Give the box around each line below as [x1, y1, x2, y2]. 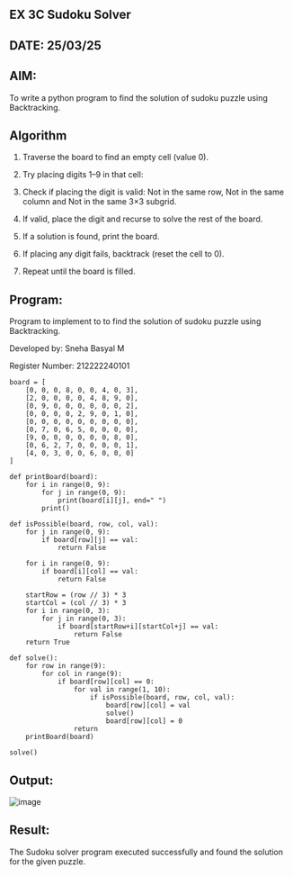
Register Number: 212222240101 [9, 360, 130, 372]
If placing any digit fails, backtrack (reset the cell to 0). [22, 248, 225, 259]
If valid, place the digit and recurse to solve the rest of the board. [22, 213, 263, 224]
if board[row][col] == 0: [57, 677, 155, 687]
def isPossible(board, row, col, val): [9, 519, 159, 529]
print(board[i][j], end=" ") [57, 496, 167, 505]
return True [25, 638, 70, 647]
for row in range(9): [25, 662, 106, 671]
